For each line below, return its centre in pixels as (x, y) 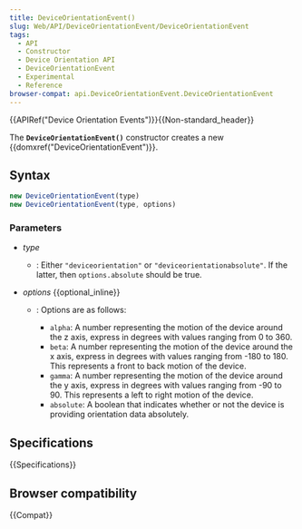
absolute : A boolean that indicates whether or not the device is (167, 405)
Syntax (30, 175)
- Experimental (46, 77)
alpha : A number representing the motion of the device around (166, 328)
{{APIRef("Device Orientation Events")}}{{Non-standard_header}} (132, 120)
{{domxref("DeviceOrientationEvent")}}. (84, 147)
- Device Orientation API (67, 60)
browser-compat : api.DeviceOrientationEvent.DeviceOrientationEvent (141, 93)
